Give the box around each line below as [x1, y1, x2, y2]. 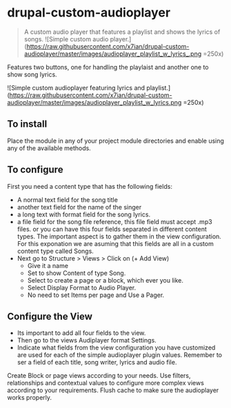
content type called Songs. [17, 247, 94, 255]
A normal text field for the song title [17, 195, 119, 204]
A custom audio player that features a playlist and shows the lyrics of [23, 28, 221, 36]
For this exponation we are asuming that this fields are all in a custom [17, 239, 214, 247]
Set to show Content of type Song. [27, 269, 126, 277]
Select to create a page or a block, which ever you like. [27, 276, 184, 284]
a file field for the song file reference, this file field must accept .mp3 [17, 217, 212, 225]
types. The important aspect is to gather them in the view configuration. [17, 232, 222, 241]
